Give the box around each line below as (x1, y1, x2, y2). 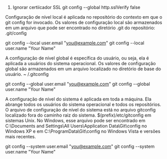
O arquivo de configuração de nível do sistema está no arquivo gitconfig (5, 107, 156, 113)
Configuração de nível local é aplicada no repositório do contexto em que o (5, 14, 162, 20)
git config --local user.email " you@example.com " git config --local (5, 40, 145, 46)
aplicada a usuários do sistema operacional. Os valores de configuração (5, 61, 156, 66)
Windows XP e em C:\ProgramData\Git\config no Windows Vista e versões (5, 128, 160, 134)
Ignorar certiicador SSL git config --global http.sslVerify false (12, 5, 141, 10)
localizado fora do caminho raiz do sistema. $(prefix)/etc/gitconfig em (5, 112, 152, 118)
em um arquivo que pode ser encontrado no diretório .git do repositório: (5, 25, 155, 31)
